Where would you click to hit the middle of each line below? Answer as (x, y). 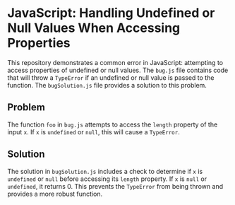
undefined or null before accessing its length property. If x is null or (107, 179)
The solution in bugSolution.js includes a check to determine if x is (105, 171)
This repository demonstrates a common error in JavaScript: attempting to (115, 62)
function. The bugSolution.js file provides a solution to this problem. (107, 85)
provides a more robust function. (55, 194)
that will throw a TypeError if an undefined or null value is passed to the (111, 77)
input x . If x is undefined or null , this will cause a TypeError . (94, 131)
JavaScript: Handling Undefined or (111, 13)
